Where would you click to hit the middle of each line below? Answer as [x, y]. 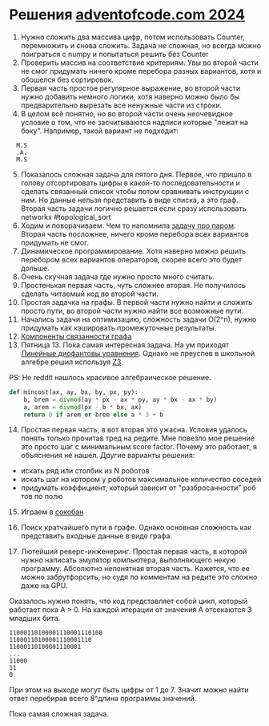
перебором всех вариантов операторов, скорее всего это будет [131, 259]
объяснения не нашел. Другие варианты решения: [108, 456]
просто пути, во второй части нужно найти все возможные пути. [132, 310]
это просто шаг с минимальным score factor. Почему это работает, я [139, 447]
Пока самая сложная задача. [59, 714]
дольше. [35, 268]
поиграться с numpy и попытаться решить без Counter [114, 54]
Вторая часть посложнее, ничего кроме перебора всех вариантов [134, 233]
